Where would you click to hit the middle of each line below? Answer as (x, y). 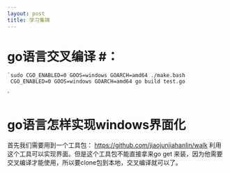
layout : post (26, 14)
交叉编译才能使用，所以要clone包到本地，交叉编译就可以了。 (95, 163)
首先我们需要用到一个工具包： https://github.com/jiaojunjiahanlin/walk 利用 (114, 145)
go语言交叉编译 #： (63, 57)
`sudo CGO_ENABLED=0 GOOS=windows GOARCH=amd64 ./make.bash (97, 76)
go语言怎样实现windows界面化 (97, 125)
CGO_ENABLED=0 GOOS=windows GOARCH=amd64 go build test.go (98, 82)
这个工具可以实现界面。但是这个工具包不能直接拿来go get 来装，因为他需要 (115, 154)
